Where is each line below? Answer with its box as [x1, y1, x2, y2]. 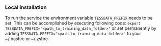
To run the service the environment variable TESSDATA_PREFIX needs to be [5, 15, 153, 21]
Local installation [5, 4, 47, 11]
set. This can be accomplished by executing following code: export [5, 20, 141, 26]
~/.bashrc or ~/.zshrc [5, 36, 48, 42]
